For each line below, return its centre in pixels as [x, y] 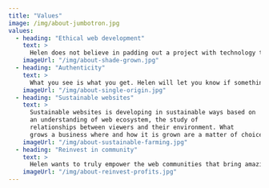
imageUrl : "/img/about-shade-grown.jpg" [91, 61]
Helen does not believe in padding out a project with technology [143, 53]
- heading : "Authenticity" [60, 68]
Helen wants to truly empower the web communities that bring [135, 165]
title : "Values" [35, 16]
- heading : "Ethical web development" [80, 38]
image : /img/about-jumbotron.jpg [64, 23]
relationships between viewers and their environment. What [132, 127]
